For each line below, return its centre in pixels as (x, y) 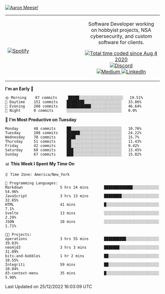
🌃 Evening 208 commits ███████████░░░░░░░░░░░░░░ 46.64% (73, 106)
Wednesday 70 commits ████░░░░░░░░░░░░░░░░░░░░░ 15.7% (72, 137)
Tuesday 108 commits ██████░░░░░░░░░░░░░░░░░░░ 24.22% (73, 133)
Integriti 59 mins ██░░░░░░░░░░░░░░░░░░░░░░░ (82, 265)
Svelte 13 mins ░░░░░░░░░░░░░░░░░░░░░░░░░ (82, 213)
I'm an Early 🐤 (19, 89)
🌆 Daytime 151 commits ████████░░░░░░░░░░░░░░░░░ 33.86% (73, 102)
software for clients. (121, 42)
